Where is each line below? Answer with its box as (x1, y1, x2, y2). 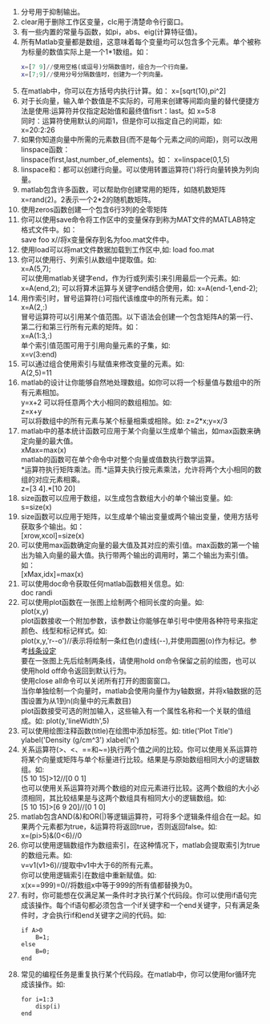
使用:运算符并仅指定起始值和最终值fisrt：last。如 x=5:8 (34, 106, 216, 115)
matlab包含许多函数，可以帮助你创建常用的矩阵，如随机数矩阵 (20, 184, 227, 194)
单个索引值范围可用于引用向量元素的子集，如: (20, 340, 171, 350)
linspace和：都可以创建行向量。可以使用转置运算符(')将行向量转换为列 (20, 164, 253, 174)
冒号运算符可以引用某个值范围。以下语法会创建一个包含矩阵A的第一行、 (20, 312, 258, 321)
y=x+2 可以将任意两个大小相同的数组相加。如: (20, 397, 172, 407)
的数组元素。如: (20, 850, 73, 860)
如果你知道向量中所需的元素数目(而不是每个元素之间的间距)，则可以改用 (20, 135, 259, 144)
